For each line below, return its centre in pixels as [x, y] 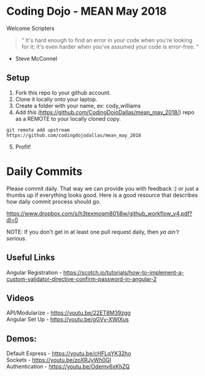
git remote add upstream [38, 130]
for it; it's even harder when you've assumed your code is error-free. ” [110, 47]
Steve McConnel [36, 58]
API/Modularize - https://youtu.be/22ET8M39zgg [68, 313]
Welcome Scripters [31, 28]
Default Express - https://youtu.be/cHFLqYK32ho [69, 353]
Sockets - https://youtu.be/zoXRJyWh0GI [59, 360]
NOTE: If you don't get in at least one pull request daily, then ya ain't [93, 232]
